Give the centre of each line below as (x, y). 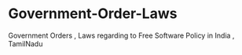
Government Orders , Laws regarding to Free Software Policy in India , (121, 35)
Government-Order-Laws (93, 14)
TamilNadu (26, 43)
